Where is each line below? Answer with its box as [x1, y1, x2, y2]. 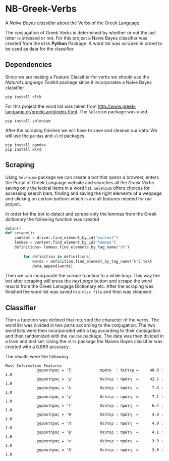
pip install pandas [5, 142, 46, 147]
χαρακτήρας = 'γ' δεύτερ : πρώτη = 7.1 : [37, 394, 164, 400]
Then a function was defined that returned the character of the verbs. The [5, 317, 159, 323]
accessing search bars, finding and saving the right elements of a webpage [5, 190, 162, 196]
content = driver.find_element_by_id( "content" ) [14, 235, 119, 240]
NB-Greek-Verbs [5, 3, 77, 15]
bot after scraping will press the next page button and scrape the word [5, 278, 152, 284]
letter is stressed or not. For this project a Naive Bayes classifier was [5, 35, 148, 41]
